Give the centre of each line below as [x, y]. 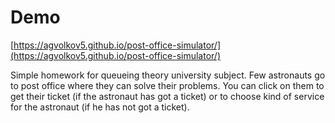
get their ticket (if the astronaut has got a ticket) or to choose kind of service [167, 96]
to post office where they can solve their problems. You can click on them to [167, 85]
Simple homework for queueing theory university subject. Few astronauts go [168, 75]
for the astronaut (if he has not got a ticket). [100, 107]
